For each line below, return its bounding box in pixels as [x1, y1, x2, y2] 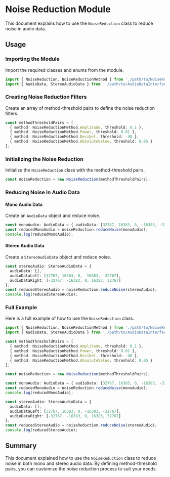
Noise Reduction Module [5, 4, 111, 15]
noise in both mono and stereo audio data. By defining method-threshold [5, 460, 157, 466]
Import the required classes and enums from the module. [5, 67, 124, 73]
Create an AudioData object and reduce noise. [5, 212, 100, 219]
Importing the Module [5, 56, 60, 63]
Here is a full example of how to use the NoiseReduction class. [5, 315, 135, 322]
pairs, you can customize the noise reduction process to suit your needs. [5, 465, 157, 471]
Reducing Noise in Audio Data [5, 189, 80, 196]
